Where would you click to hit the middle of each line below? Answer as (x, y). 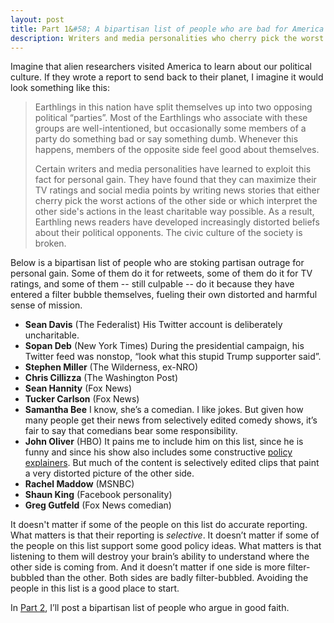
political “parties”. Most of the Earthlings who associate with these (171, 118)
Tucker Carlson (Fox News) (82, 399)
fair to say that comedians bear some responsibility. (131, 431)
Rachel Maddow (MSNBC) (79, 484)
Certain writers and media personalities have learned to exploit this (173, 169)
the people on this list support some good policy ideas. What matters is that (166, 546)
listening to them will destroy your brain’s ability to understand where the (160, 557)
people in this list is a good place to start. (95, 588)
